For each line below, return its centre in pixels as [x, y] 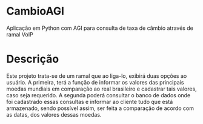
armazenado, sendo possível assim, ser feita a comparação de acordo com [100, 108]
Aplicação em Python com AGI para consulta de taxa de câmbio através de [100, 28]
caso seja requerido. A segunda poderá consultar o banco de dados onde [98, 95]
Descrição [33, 59]
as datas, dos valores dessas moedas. [54, 114]
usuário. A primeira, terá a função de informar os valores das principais [95, 82]
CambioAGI [35, 11]
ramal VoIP [20, 34]
